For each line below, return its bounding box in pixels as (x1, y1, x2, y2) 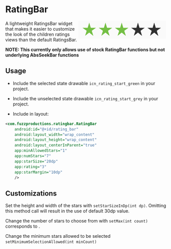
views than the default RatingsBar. (5, 37, 78, 43)
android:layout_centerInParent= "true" (14, 143, 97, 148)
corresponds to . (5, 223, 40, 230)
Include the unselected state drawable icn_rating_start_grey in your (12, 95, 158, 101)
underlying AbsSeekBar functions (5, 52, 79, 58)
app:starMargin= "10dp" (14, 170, 63, 175)
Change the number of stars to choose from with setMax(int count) (5, 218, 148, 224)
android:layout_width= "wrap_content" (14, 132, 95, 137)
